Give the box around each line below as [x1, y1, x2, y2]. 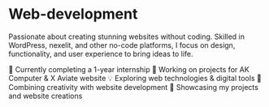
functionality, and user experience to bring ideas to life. [8, 49, 193, 58]
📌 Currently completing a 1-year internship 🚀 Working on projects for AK [8, 64, 249, 74]
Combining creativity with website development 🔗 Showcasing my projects [8, 82, 258, 92]
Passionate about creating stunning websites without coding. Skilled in [8, 32, 245, 41]
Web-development [8, 5, 138, 24]
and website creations [8, 91, 83, 101]
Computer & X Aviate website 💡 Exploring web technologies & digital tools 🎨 [8, 73, 262, 83]
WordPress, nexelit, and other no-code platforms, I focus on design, [8, 40, 236, 49]
